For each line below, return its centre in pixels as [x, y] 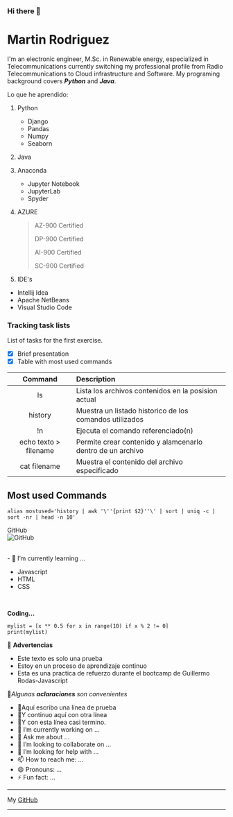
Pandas [38, 128]
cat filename [40, 466]
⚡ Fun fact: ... [36, 777]
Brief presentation [43, 354]
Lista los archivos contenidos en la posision [147, 391]
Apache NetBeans [43, 300]
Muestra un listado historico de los [132, 411]
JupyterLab [44, 191]
